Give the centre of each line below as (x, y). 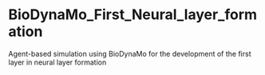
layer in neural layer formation (57, 62)
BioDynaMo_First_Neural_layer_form (133, 15)
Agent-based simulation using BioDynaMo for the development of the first (130, 53)
